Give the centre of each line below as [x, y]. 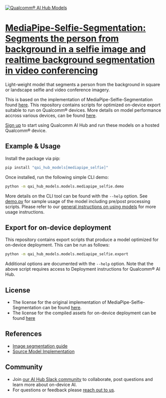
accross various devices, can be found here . [51, 115]
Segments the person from [62, 39]
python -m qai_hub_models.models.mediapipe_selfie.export [67, 254]
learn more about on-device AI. [44, 384]
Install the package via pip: [33, 158]
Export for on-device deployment [58, 227]
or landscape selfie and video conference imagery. [57, 90]
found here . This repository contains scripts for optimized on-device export [83, 105]
